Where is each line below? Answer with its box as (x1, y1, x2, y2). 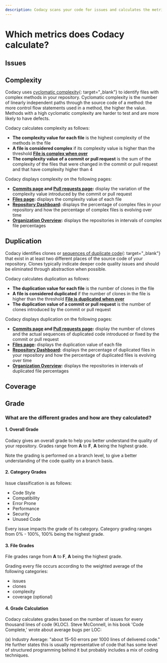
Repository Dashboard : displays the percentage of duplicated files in (12, 346, 155, 353)
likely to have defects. (5, 115, 50, 122)
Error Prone (12, 500, 36, 506)
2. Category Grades (5, 469, 47, 475)
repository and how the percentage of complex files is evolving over (12, 207, 152, 213)
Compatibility (12, 495, 40, 501)
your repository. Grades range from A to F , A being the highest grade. (5, 443, 148, 449)
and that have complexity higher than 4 (12, 166, 93, 172)
